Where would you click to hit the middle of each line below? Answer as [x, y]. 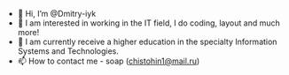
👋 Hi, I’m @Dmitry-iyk [57, 14]
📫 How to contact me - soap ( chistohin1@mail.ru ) [109, 61]
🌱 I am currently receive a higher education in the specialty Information [147, 41]
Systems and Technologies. [68, 51]
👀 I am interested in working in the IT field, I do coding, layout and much [149, 23]
